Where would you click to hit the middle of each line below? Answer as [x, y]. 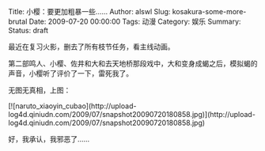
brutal [18, 21]
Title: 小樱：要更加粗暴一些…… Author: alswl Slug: [89, 11]
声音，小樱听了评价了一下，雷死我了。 [70, 73]
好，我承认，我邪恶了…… [49, 139]
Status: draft [28, 30]
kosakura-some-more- [209, 11]
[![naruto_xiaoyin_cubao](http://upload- [72, 106]
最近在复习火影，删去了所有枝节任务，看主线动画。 [91, 47]
